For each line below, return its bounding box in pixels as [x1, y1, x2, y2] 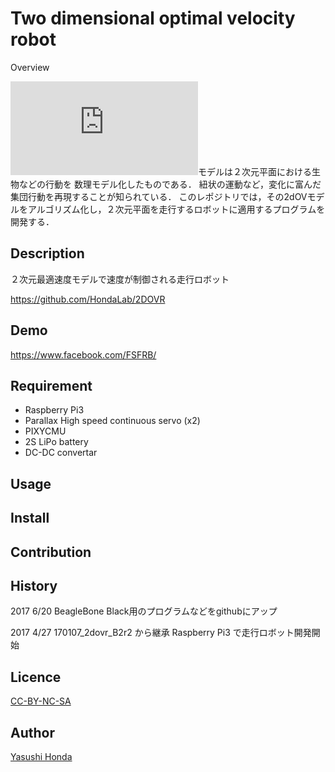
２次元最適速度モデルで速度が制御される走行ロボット [10, 273, 230, 285]
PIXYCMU [24, 425, 67, 437]
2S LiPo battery [24, 436, 89, 448]
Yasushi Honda [10, 750, 73, 762]
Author [10, 724, 55, 741]
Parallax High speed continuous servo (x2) [24, 415, 201, 427]
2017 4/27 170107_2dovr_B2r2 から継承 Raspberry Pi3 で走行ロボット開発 [10, 627, 312, 639]
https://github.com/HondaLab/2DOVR [10, 293, 166, 305]
